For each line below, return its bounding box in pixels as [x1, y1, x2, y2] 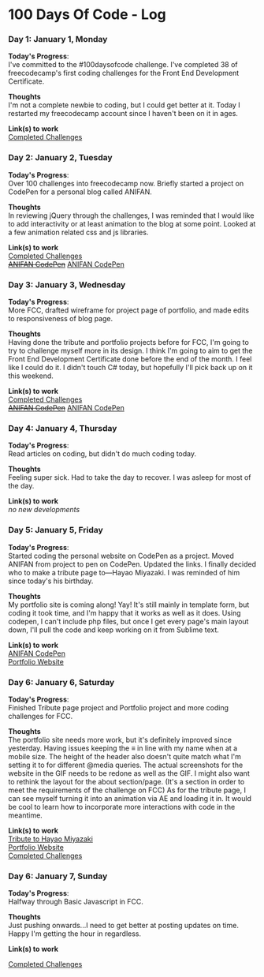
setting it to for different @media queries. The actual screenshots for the [8, 760, 244, 769]
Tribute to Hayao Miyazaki [8, 834, 93, 844]
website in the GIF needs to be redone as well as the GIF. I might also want [8, 768, 250, 778]
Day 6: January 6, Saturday [8, 676, 115, 687]
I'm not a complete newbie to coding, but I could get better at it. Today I [8, 100, 240, 110]
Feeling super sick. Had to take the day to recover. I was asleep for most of [8, 473, 251, 482]
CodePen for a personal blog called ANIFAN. [8, 187, 152, 197]
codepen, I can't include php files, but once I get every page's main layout [8, 616, 249, 626]
